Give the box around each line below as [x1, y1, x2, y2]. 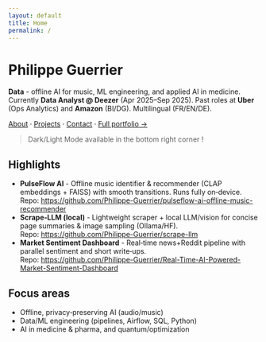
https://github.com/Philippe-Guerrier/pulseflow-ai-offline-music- [40, 196, 253, 205]
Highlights [8, 157, 61, 171]
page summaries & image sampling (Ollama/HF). [19, 221, 179, 231]
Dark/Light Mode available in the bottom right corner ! [27, 134, 204, 144]
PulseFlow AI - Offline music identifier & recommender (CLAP [19, 179, 222, 188]
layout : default [8, 11, 62, 20]
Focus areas [8, 286, 70, 300]
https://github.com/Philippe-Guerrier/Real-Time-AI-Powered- [40, 255, 241, 265]
